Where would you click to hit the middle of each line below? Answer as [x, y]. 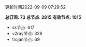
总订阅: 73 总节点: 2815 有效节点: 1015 [43, 17]
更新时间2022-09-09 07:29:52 [36, 7]
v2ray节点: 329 [27, 33]
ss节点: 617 [23, 27]
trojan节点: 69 [26, 39]
